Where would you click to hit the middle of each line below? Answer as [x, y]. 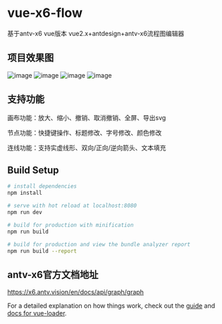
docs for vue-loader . [37, 313]
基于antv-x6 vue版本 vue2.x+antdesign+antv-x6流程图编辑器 [96, 33]
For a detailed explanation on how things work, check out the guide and [111, 306]
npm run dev [25, 212]
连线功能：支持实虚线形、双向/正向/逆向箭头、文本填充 [87, 148]
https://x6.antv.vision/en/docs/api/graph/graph [76, 292]
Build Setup [33, 170]
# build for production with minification [70, 225]
